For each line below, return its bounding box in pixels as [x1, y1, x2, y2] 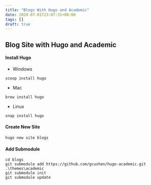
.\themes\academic [5, 166, 44, 171]
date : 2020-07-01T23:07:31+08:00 [5, 12, 76, 17]
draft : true [5, 21, 30, 27]
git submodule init [5, 171, 47, 176]
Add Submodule [5, 146, 40, 152]
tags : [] [5, 17, 24, 22]
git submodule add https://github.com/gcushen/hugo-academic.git [5, 162, 146, 167]
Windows [12, 66, 32, 72]
